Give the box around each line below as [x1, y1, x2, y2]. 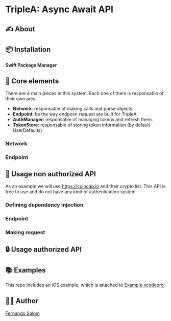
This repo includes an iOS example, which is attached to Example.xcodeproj [5, 282, 165, 288]
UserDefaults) [12, 127, 42, 133]
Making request [5, 228, 45, 236]
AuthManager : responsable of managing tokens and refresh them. [12, 117, 153, 123]
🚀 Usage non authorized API [5, 170, 96, 178]
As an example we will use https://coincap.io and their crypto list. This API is [5, 183, 166, 190]
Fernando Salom [5, 310, 40, 316]
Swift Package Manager [5, 62, 57, 68]
